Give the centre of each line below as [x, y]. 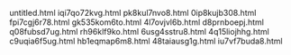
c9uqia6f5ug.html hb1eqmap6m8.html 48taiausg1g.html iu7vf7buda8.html [146, 41]
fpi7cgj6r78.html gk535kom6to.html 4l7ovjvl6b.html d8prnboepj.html [136, 22]
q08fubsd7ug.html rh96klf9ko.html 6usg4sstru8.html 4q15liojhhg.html [140, 31]
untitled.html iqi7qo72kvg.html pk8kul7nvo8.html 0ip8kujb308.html [133, 13]
